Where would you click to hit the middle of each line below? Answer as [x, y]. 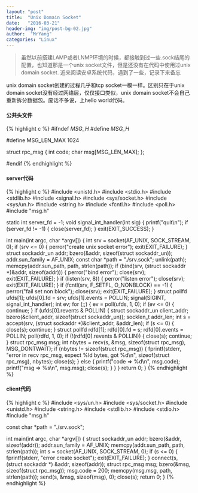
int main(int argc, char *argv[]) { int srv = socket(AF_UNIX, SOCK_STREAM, [99, 241]
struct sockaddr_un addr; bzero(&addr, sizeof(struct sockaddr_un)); [89, 253]
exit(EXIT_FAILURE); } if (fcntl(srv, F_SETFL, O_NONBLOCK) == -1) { [89, 285]
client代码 [19, 389]
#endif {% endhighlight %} [39, 164]
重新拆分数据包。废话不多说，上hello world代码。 [67, 100]
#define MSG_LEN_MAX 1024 [43, 140]
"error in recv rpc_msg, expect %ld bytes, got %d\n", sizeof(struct [88, 355]
